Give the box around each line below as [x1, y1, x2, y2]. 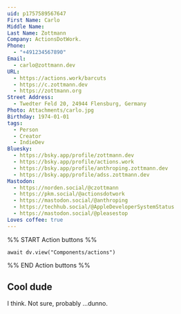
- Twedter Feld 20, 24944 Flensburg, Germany [13, 101, 147, 107]
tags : [7, 119, 23, 127]
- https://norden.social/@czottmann [13, 184, 119, 191]
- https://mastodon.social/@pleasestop [13, 210, 128, 217]
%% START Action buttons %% [7, 235, 97, 243]
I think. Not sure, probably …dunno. [7, 299, 108, 308]
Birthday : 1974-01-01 [7, 113, 70, 120]
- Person [13, 126, 39, 133]
